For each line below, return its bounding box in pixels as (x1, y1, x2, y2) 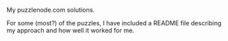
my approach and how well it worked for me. (6, 27, 135, 34)
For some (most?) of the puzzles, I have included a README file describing (6, 19, 222, 27)
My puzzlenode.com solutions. (6, 6, 95, 14)
